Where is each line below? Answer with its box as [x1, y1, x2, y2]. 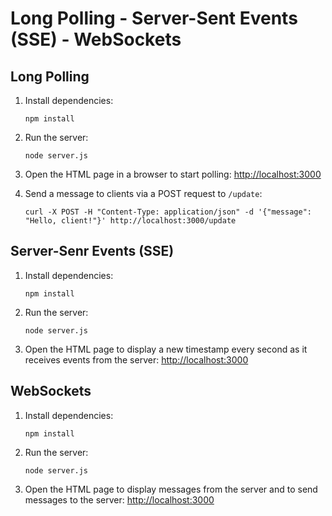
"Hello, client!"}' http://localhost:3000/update [24, 216, 237, 226]
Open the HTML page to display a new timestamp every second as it [24, 343, 308, 355]
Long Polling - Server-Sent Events [10, 7, 298, 30]
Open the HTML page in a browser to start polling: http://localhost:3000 [24, 168, 322, 180]
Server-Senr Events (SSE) [10, 243, 175, 260]
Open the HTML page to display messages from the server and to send [24, 483, 318, 495]
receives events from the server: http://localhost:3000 [24, 353, 249, 366]
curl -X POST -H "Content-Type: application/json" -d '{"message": [24, 207, 312, 217]
